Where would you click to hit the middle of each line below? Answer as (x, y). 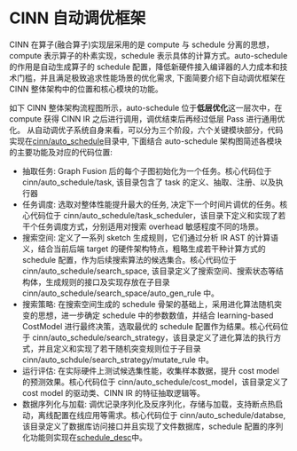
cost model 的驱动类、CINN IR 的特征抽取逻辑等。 (113, 392)
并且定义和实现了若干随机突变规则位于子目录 (119, 348)
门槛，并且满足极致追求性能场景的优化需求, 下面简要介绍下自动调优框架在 (151, 77)
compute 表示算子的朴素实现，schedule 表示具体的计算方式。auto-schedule (148, 55)
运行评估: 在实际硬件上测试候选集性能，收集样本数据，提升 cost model (150, 370)
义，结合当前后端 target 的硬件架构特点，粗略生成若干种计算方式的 (144, 249)
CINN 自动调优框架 (78, 18)
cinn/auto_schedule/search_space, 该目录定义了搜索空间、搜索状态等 (149, 271)
